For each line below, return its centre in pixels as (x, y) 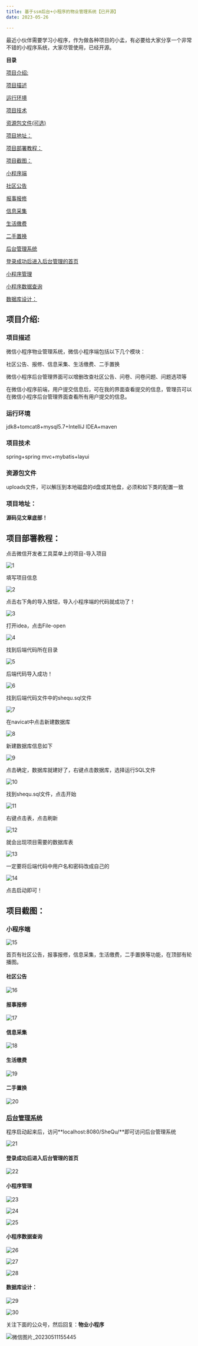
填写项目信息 (22, 578)
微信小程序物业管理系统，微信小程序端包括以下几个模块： (76, 352)
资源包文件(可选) (26, 123)
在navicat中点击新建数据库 (38, 722)
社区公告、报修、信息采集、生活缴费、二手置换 (63, 364)
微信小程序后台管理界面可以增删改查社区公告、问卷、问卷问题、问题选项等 (96, 377)
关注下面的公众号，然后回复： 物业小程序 (55, 1324)
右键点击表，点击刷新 (32, 818)
